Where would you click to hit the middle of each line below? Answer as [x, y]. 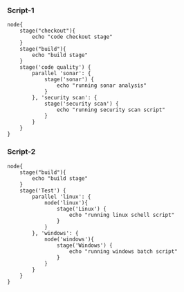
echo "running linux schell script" [122, 215]
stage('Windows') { [84, 245]
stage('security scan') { [81, 104]
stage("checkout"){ [48, 31]
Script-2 [21, 152]
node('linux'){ [66, 203]
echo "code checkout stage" [72, 37]
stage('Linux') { [82, 209]
